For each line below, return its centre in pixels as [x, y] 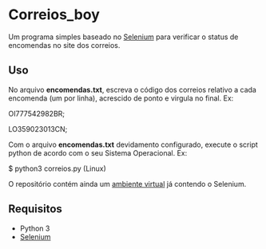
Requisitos [35, 209]
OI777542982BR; [37, 113]
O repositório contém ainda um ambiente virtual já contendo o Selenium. [127, 184]
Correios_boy [54, 15]
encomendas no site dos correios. [64, 45]
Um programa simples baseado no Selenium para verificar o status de [123, 37]
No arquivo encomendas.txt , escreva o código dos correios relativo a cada [133, 89]
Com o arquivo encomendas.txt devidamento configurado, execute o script [133, 144]
